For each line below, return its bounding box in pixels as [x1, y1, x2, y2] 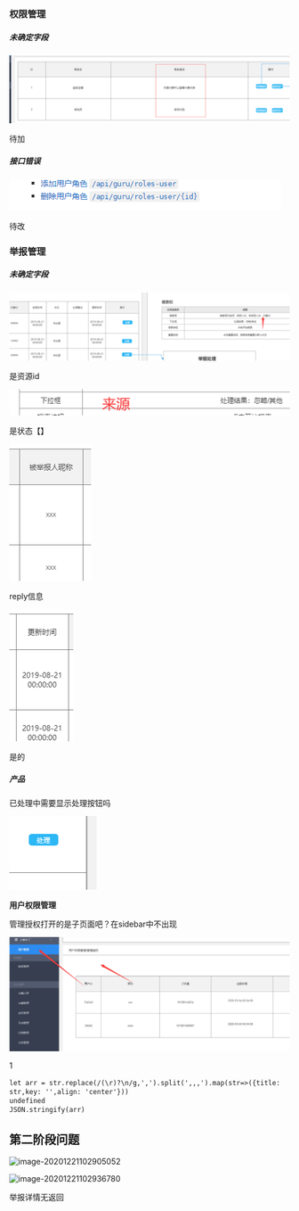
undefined [9, 1097, 46, 1106]
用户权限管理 [9, 900, 56, 910]
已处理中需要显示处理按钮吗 [9, 798, 111, 809]
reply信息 [9, 591, 44, 602]
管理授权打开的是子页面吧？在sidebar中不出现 [9, 919, 178, 929]
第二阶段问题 [9, 1132, 80, 1147]
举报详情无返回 [9, 1192, 64, 1203]
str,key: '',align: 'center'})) [9, 1088, 129, 1097]
